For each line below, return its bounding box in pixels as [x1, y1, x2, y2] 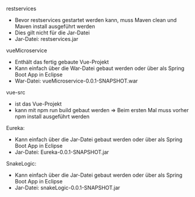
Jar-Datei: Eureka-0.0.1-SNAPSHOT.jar [14, 148, 110, 155]
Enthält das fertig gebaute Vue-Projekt [14, 59, 109, 65]
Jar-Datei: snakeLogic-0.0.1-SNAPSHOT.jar [14, 184, 120, 191]
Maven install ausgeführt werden [14, 23, 95, 30]
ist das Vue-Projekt [14, 100, 62, 107]
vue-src [6, 89, 25, 96]
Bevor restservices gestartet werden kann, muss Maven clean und [14, 17, 177, 23]
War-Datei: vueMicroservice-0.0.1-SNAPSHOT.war [14, 77, 138, 84]
